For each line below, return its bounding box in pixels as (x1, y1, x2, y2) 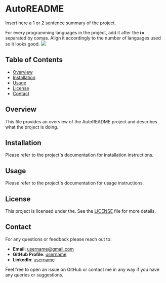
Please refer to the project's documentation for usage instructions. (5, 180, 144, 186)
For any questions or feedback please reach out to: (5, 236, 112, 242)
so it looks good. (5, 41, 40, 47)
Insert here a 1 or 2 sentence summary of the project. (5, 20, 116, 26)
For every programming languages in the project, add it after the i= (5, 29, 145, 35)
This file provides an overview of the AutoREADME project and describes (5, 118, 158, 124)
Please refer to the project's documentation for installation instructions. (5, 152, 154, 158)
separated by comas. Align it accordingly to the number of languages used (5, 35, 161, 41)
